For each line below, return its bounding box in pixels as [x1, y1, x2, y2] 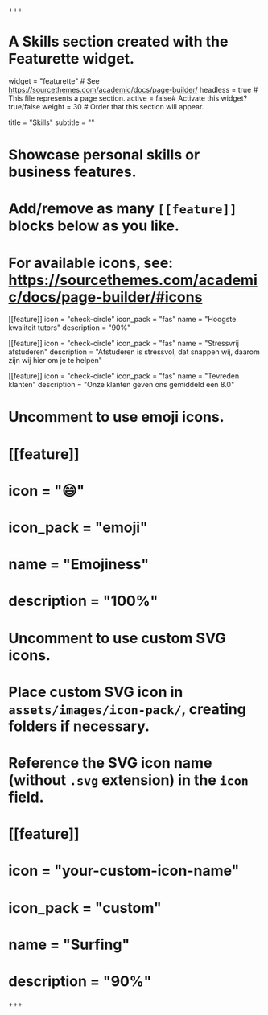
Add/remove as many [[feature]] [8, 200, 237, 218]
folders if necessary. [8, 717, 150, 735]
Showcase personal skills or [8, 146, 200, 164]
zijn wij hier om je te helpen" [8, 356, 102, 365]
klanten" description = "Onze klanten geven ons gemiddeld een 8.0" [8, 380, 235, 390]
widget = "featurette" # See [8, 76, 100, 85]
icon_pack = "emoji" [8, 518, 149, 536]
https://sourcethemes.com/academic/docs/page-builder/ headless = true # [8, 85, 258, 94]
